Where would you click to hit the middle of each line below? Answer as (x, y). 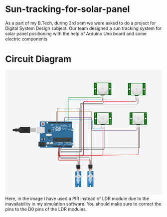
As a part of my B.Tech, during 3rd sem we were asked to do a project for (81, 23)
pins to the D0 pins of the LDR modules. (46, 209)
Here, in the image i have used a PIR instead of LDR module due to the (77, 199)
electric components (26, 39)
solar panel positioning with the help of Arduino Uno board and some (76, 33)
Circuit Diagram (38, 59)
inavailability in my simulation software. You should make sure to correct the (83, 204)
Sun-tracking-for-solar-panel (68, 9)
